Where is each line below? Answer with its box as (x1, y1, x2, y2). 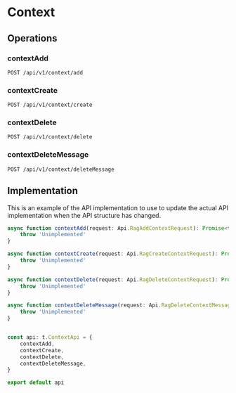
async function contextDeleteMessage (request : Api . (7, 302, 162, 309)
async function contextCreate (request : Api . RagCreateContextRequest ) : (7, 250, 218, 257)
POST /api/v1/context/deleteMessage (7, 166, 114, 173)
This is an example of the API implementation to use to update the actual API (7, 203, 229, 212)
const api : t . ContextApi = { (7, 334, 93, 341)
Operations (7, 32, 58, 44)
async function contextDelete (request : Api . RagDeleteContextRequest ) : (7, 276, 218, 283)
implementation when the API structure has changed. (7, 211, 162, 219)
